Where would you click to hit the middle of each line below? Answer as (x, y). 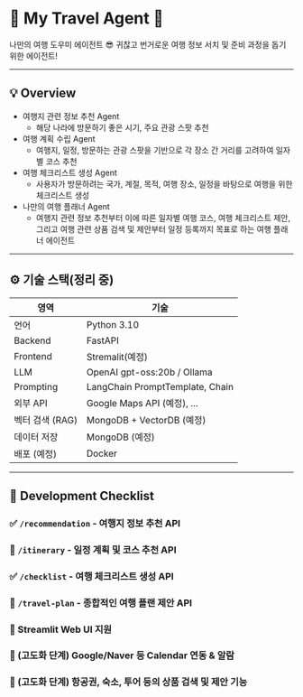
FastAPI (102, 340)
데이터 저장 (36, 437)
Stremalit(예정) (117, 357)
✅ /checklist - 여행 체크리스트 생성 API (92, 576)
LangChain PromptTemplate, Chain (160, 386)
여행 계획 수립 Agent (59, 138)
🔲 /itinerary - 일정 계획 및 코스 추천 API (93, 550)
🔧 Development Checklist (82, 496)
